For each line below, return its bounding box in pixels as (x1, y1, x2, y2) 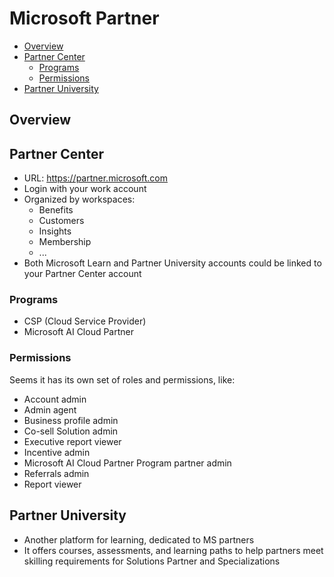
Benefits (38, 204, 74, 216)
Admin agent (23, 403, 77, 416)
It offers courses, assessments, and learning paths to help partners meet (23, 544, 324, 556)
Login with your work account (23, 183, 147, 195)
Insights (38, 225, 72, 237)
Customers (38, 215, 85, 227)
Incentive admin (23, 446, 91, 458)
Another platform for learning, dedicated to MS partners (23, 533, 255, 546)
